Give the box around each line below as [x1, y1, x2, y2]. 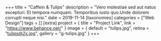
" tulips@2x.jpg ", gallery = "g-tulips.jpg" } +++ [5, 31, 100, 36]
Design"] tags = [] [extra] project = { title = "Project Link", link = [5, 20, 136, 26]
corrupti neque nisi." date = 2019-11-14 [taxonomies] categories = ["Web [5, 15, 154, 20]
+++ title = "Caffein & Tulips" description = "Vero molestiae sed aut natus [5, 4, 156, 10]
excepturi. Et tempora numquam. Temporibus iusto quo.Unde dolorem [5, 9, 149, 15]
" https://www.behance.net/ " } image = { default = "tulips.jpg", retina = [5, 25, 149, 31]
